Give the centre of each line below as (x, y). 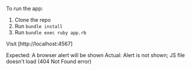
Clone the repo (33, 20)
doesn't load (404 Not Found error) (49, 61)
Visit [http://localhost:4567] (39, 44)
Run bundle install (38, 26)
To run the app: (25, 9)
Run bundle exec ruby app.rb (50, 32)
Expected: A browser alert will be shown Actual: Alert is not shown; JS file (95, 55)
